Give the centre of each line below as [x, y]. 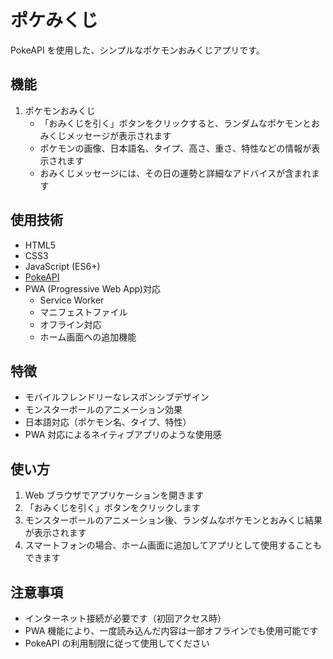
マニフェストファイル [83, 312]
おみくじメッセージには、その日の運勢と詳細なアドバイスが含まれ [175, 173]
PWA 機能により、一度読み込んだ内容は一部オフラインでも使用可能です [171, 630]
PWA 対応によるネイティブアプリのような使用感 [123, 435]
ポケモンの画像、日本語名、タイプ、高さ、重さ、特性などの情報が [175, 148]
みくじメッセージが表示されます [105, 135]
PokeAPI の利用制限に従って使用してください [117, 643]
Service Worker [72, 300]
